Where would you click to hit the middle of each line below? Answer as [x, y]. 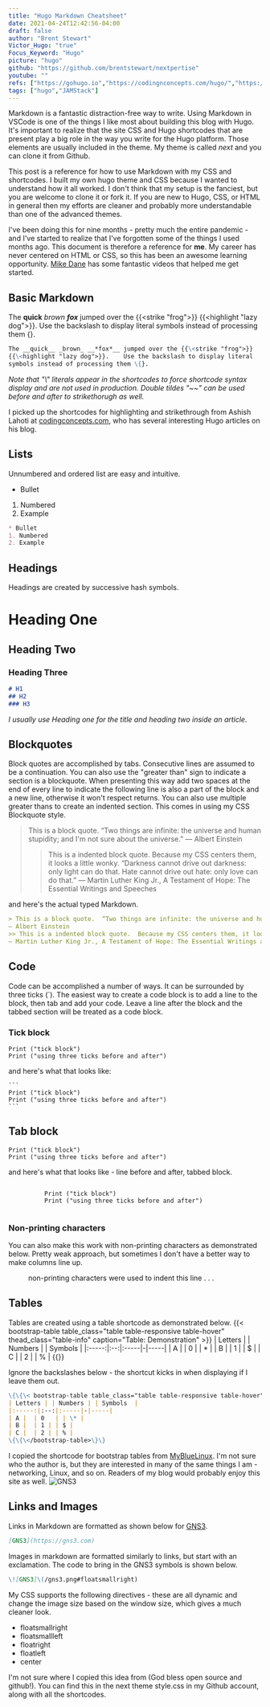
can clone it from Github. [49, 156]
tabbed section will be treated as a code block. [86, 1011]
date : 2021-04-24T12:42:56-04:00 [64, 23]
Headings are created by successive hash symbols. [94, 587]
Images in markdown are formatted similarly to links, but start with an [123, 1556]
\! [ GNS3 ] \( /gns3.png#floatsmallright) [73, 1579]
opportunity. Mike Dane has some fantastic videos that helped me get [124, 264]
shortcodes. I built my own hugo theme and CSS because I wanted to [123, 180]
